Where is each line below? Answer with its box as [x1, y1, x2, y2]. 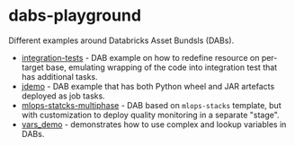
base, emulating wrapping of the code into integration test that [45, 62, 278, 73]
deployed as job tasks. [21, 90, 105, 101]
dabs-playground [8, 5, 141, 26]
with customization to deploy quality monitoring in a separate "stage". [21, 109, 280, 120]
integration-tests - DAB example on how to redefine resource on [21, 52, 260, 63]
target [21, 62, 44, 73]
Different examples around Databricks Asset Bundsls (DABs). [8, 35, 235, 46]
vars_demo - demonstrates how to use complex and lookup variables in [21, 118, 287, 130]
